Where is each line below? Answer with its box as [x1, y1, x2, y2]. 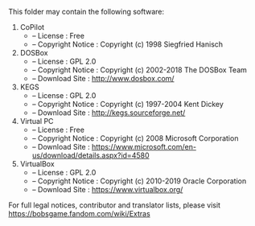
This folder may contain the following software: [8, 7, 165, 16]
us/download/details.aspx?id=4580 [31, 150, 150, 160]
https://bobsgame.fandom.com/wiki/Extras [8, 209, 150, 218]
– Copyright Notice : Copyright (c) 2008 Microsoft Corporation [31, 134, 239, 143]
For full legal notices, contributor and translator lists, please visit [8, 200, 221, 210]
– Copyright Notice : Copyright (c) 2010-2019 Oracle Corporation [31, 176, 247, 186]
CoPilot [19, 23, 45, 31]
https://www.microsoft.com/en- [91, 142, 197, 151]
